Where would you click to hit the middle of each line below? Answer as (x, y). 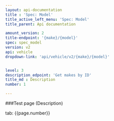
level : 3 (14, 70)
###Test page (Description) (34, 103)
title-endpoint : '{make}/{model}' (42, 38)
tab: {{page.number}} (28, 113)
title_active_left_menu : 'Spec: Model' (47, 19)
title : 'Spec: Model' (29, 15)
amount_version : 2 (25, 33)
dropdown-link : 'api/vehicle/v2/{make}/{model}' (58, 57)
